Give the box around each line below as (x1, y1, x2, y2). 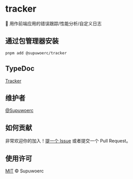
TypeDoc (5, 64, 35, 73)
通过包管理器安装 (5, 37, 59, 46)
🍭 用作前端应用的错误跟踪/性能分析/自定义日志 (5, 20, 102, 26)
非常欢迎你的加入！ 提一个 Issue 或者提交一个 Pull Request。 (5, 138, 131, 144)
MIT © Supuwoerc (5, 168, 44, 174)
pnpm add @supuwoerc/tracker (5, 50, 67, 56)
